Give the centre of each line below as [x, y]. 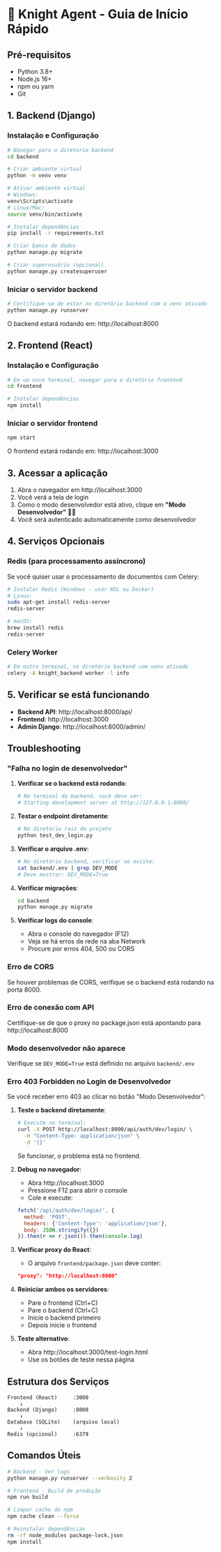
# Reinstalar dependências [46, 1529]
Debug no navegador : [49, 1169]
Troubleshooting [44, 748]
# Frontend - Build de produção [54, 1491]
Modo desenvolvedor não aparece [67, 1048]
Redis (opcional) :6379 [48, 1434]
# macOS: [20, 621]
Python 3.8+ [35, 72]
